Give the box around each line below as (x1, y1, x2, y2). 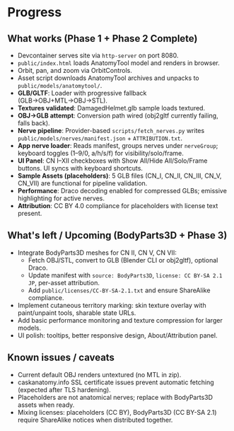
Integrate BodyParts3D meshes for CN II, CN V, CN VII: (17, 248, 177, 257)
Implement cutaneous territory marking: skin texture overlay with (17, 301, 206, 309)
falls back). (17, 119, 51, 127)
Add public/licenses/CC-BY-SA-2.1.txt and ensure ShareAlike (28, 286, 211, 294)
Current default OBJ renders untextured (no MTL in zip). (17, 370, 182, 379)
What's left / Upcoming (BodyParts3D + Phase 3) (7, 229, 228, 241)
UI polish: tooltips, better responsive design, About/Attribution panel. (17, 331, 218, 340)
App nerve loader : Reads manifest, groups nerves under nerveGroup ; (17, 142, 218, 149)
